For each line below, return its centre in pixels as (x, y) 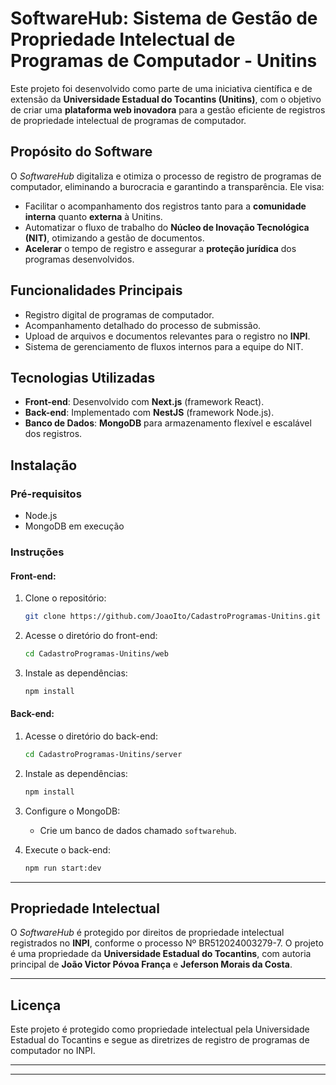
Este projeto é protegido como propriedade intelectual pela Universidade (160, 1029)
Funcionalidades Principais (96, 290)
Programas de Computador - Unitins (164, 61)
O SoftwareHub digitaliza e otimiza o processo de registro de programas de (166, 176)
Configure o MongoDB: (72, 811)
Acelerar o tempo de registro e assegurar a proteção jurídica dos (160, 248)
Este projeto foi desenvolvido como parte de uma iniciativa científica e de (161, 88)
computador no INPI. (53, 1051)
